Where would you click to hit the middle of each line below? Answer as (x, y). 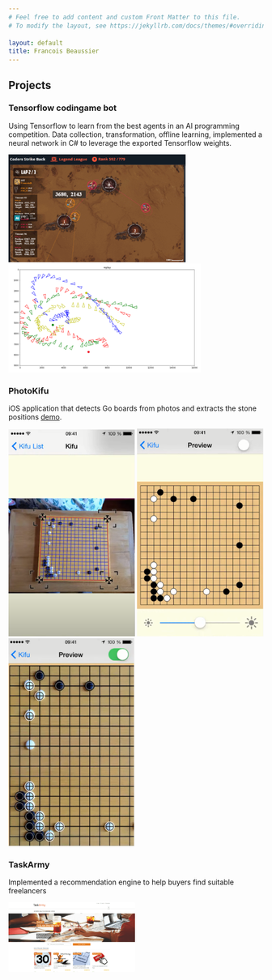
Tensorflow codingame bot (63, 108)
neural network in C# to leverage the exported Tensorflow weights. (120, 143)
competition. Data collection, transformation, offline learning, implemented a (136, 134)
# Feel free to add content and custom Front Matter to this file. (125, 17)
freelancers (28, 890)
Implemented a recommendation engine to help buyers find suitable (121, 882)
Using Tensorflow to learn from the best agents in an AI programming (124, 126)
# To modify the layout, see (57, 26)
